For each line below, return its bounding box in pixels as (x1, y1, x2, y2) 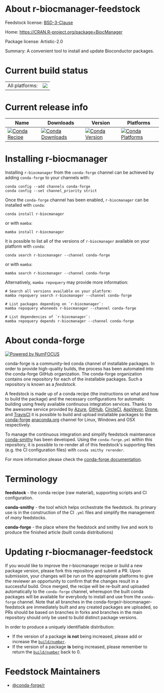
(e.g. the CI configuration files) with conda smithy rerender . (5, 447, 124, 453)
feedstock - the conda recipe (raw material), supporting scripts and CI (5, 489, 147, 495)
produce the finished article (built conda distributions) (5, 529, 114, 535)
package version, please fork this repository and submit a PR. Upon (5, 567, 141, 573)
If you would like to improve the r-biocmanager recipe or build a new (5, 563, 143, 568)
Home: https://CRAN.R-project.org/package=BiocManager (5, 29, 123, 35)
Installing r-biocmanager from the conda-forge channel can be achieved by (5, 169, 154, 175)
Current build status (5, 65, 88, 76)
